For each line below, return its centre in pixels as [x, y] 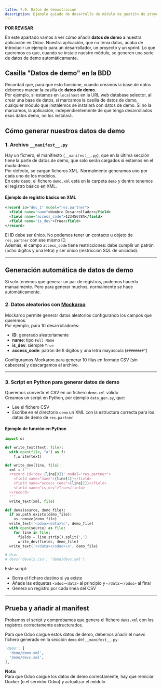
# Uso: [12, 555]
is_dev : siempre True [33, 345]
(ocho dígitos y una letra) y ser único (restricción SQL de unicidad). [72, 250]
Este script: [16, 569]
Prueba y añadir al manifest [47, 608]
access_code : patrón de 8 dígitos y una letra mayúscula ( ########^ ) [80, 350]
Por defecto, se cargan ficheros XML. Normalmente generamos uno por [76, 171]
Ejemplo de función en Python [36, 428]
